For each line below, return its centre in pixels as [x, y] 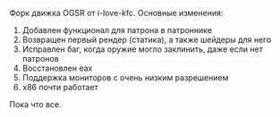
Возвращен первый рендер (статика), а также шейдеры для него [147, 40]
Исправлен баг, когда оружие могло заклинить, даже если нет [143, 49]
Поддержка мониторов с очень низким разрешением [125, 78]
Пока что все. [35, 104]
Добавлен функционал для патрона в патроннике [117, 30]
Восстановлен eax [57, 68]
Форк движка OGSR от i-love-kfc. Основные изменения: [116, 13]
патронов [41, 58]
